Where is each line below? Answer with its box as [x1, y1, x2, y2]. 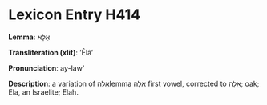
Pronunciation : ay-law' [8, 63, 85, 73]
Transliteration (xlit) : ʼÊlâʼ [8, 47, 94, 57]
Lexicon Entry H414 [8, 6, 141, 24]
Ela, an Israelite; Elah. [8, 87, 79, 97]
